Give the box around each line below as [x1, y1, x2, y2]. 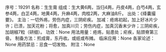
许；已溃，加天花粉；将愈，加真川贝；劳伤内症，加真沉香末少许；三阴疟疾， [5, 23, 162, 29]
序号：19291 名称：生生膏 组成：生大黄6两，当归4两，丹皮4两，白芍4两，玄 [5, 4, 161, 10]
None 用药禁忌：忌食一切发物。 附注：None [5, 42, 95, 47]
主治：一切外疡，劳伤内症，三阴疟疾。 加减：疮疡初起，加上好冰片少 [17, 17, 158, 22]
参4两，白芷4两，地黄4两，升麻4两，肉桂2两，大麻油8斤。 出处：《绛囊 [5, 10, 152, 16]
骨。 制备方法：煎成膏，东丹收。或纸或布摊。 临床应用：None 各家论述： [5, 35, 155, 41]
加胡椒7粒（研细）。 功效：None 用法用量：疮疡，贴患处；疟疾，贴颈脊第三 [5, 29, 159, 35]
